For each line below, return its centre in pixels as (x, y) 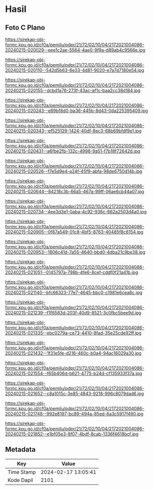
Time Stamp (22, 472)
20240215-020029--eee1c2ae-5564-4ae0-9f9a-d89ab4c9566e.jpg (75, 50)
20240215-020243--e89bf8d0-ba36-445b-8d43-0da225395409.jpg (76, 111)
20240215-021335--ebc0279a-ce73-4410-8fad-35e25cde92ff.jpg (73, 333)
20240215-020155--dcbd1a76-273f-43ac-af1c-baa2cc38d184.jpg (73, 90)
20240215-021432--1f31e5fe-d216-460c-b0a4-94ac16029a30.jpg (73, 353)
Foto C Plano (25, 28)
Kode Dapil (20, 480)
